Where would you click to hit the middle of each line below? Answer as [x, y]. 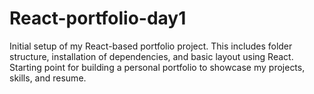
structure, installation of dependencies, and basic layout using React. [151, 56]
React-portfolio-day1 [98, 18]
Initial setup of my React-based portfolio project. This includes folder [151, 46]
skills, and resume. [48, 78]
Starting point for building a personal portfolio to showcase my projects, [157, 67]
